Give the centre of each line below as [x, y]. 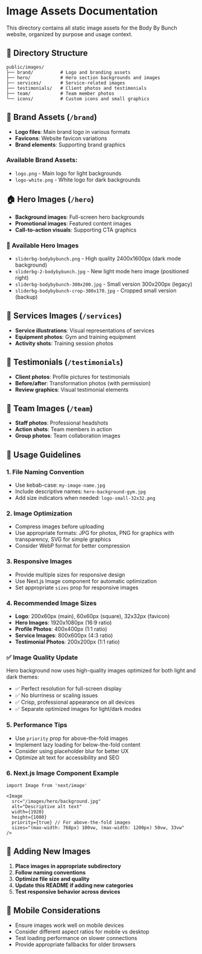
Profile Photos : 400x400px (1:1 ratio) [61, 629]
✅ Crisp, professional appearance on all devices [75, 702]
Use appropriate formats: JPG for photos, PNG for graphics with [94, 533]
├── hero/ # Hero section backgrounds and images [84, 77]
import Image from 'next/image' [47, 785]
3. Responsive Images [39, 561]
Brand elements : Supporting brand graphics [70, 144]
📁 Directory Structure [47, 53]
